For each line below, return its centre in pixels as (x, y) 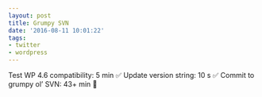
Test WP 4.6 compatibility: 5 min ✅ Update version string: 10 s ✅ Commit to (131, 75)
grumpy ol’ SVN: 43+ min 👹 (53, 84)
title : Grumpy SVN (39, 23)
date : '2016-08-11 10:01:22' (56, 30)
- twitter (25, 45)
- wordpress (28, 52)
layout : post (30, 16)
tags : (17, 38)
